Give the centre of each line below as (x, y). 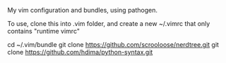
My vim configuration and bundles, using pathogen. (82, 10)
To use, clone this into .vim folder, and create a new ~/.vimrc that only (109, 23)
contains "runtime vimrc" (43, 31)
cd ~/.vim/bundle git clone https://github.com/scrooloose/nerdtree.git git (113, 44)
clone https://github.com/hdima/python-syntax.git (80, 52)
